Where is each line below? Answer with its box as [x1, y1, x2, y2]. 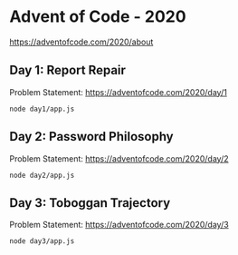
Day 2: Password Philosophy [9, 129, 174, 144]
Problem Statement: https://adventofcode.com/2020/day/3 [9, 220, 229, 230]
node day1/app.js [9, 104, 75, 113]
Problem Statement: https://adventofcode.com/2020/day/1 [9, 86, 228, 97]
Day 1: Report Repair [9, 63, 127, 78]
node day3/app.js [9, 237, 75, 246]
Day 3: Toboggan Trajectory [9, 195, 171, 211]
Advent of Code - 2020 [9, 6, 187, 27]
